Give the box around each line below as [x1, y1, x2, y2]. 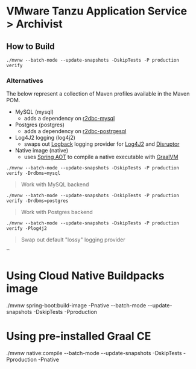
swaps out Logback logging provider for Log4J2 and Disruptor [24, 140, 180, 148]
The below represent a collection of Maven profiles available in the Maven [6, 90, 190, 97]
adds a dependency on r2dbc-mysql [24, 115, 115, 122]
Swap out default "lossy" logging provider [21, 236, 125, 243]
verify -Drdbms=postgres [6, 198, 69, 204]
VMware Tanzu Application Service [6, 4, 188, 18]
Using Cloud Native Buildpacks [6, 269, 165, 282]
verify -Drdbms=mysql [6, 171, 61, 177]
